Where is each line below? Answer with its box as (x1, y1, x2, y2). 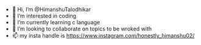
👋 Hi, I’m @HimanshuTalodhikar (12, 6, 91, 13)
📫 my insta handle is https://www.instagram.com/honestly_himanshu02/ (12, 32, 195, 39)
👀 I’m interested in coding (12, 12, 77, 19)
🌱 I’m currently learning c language (12, 19, 100, 26)
